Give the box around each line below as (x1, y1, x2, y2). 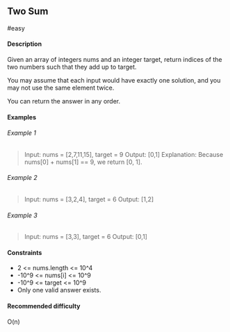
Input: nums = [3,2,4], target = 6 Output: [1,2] (24, 195, 154, 204)
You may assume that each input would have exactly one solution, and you (7, 76, 221, 85)
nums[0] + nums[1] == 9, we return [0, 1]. (24, 158, 142, 166)
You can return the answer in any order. (7, 97, 120, 106)
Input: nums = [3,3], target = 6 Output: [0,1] (24, 233, 148, 241)
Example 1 (7, 128, 37, 138)
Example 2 (7, 174, 38, 182)
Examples (7, 113, 37, 121)
